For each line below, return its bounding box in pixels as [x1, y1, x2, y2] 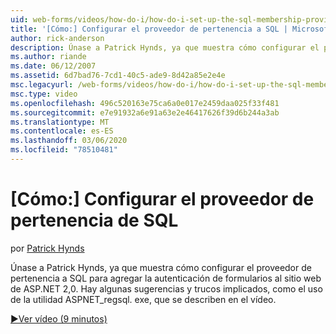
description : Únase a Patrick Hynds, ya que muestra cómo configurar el [10, 42, 320, 53]
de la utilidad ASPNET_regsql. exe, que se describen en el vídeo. [10, 293, 277, 305]
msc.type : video [10, 89, 78, 99]
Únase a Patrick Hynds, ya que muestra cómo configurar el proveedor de [10, 261, 312, 273]
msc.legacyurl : [10, 80, 74, 90]
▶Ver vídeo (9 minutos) [10, 312, 108, 325]
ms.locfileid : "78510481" [10, 145, 118, 155]
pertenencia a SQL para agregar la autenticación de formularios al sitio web [10, 272, 322, 284]
